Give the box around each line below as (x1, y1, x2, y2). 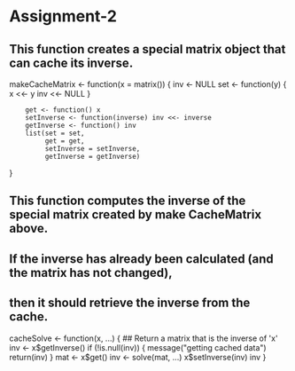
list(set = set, (25, 129, 86, 138)
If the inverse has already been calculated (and (9, 251, 275, 266)
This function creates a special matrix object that (9, 42, 286, 57)
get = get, (44, 137, 86, 146)
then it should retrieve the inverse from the (9, 296, 251, 311)
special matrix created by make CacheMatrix (9, 207, 262, 223)
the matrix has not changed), (9, 264, 173, 280)
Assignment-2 (9, 6, 118, 27)
